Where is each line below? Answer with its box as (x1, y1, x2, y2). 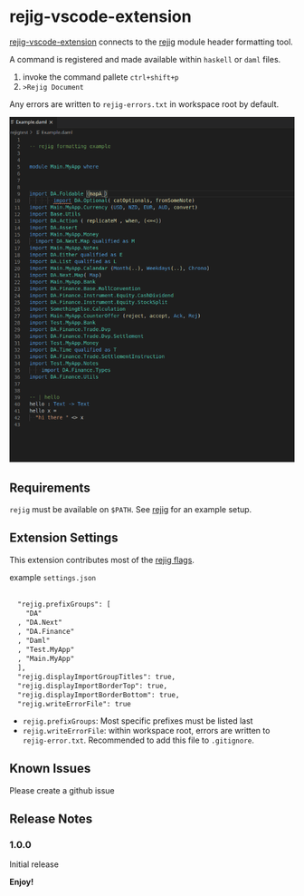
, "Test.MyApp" (17, 645, 75, 654)
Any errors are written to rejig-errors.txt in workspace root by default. (9, 98, 280, 110)
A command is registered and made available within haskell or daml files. (9, 54, 281, 64)
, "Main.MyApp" (17, 654, 75, 663)
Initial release (9, 859, 59, 870)
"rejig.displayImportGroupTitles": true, (17, 672, 176, 681)
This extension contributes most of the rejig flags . (9, 554, 195, 565)
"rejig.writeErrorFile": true (17, 699, 131, 708)
